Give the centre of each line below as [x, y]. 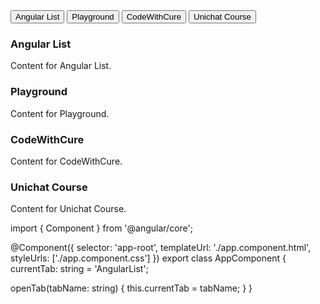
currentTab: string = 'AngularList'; [79, 269]
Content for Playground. [60, 113]
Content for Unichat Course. [68, 209]
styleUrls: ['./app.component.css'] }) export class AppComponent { [148, 258]
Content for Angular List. [61, 66]
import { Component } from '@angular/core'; [101, 228]
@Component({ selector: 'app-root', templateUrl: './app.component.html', [161, 248]
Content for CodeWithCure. [66, 161]
